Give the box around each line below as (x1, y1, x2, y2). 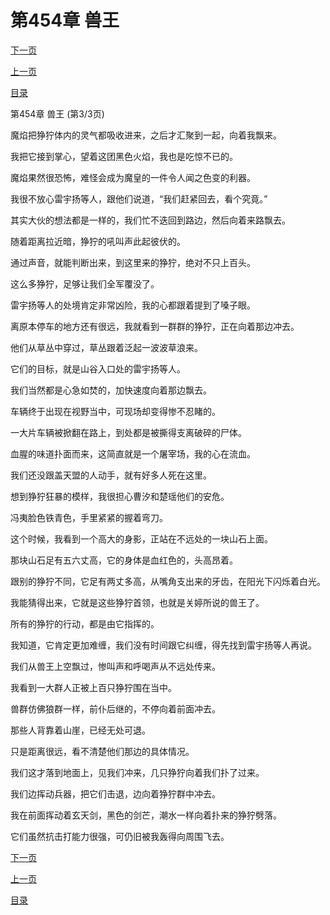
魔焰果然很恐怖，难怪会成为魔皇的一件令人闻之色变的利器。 (10, 171, 256, 183)
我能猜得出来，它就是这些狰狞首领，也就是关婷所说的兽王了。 (10, 596, 265, 608)
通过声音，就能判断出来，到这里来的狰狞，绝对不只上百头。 (10, 256, 256, 268)
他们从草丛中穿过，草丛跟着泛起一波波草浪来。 (10, 341, 203, 353)
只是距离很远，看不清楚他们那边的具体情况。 (10, 745, 195, 757)
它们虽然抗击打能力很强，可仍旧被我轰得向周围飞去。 (10, 830, 230, 842)
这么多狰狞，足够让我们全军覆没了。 (10, 277, 160, 290)
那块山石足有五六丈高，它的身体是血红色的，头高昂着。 (10, 554, 238, 566)
